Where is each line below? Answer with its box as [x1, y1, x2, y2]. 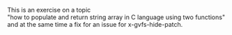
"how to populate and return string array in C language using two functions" [7, 13, 225, 21]
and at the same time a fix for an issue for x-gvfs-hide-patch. [7, 21, 183, 28]
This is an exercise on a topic [7, 6, 91, 14]
